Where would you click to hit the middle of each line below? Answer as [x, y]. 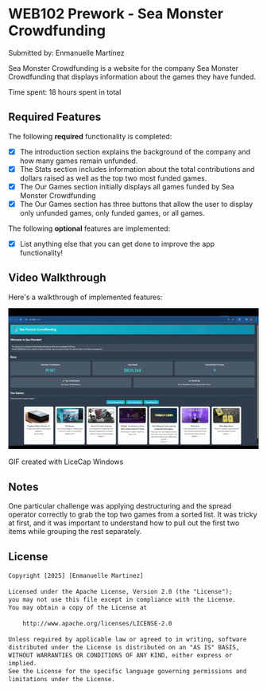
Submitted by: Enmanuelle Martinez [66, 53]
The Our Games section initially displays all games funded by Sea [127, 186]
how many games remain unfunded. [79, 161]
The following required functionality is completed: [90, 136]
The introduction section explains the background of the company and [135, 151]
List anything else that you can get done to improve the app [117, 244]
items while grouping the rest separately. [75, 532]
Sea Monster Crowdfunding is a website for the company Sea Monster [124, 68]
